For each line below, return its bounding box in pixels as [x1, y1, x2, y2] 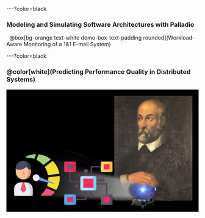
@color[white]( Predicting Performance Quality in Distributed [6, 68, 191, 76]
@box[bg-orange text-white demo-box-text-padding [9, 34, 142, 41]
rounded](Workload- [143, 34, 195, 41]
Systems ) [6, 76, 35, 84]
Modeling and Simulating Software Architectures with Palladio [6, 20, 195, 29]
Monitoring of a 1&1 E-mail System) [23, 41, 111, 48]
